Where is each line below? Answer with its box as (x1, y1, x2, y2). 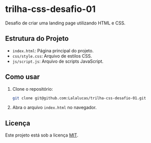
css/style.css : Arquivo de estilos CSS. (12, 53, 92, 59)
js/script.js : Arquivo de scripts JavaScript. (12, 58, 104, 64)
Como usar (5, 73, 40, 81)
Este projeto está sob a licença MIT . (5, 132, 78, 138)
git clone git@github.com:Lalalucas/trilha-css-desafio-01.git (12, 96, 147, 101)
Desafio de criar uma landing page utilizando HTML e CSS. (5, 20, 126, 26)
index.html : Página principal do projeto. (12, 47, 94, 53)
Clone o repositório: (12, 86, 53, 92)
